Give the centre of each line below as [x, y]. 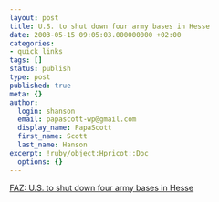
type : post [30, 77]
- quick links [36, 52]
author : [24, 102]
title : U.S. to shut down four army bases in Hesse [109, 26]
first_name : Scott [53, 136]
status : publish [40, 69]
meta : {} [26, 94]
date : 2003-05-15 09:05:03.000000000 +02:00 [95, 35]
